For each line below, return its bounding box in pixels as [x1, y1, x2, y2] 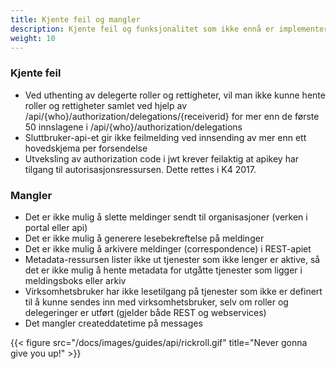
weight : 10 [10, 33, 56, 43]
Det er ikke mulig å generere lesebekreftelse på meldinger [24, 232, 265, 244]
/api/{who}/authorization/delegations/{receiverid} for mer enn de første [24, 110, 320, 122]
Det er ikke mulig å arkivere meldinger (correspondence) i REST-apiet [24, 242, 312, 255]
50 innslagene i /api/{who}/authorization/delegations [24, 121, 243, 133]
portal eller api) [24, 221, 88, 233]
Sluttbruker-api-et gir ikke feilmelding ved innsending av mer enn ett [24, 131, 307, 143]
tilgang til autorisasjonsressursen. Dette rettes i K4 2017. [24, 163, 257, 175]
